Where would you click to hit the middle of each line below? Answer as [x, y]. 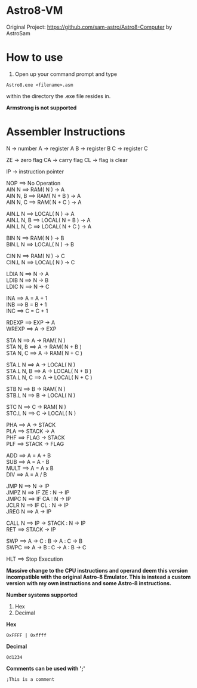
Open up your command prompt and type [66, 74]
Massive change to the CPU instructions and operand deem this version [97, 570]
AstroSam [19, 33]
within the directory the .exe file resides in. [59, 96]
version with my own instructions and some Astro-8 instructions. [89, 583]
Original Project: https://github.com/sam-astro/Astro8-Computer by [89, 27]
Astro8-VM [35, 10]
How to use [35, 58]
